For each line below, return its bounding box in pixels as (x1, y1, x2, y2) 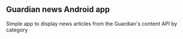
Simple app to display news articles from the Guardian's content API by (6, 20, 177, 27)
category (6, 26, 28, 33)
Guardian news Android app (6, 5, 110, 15)
